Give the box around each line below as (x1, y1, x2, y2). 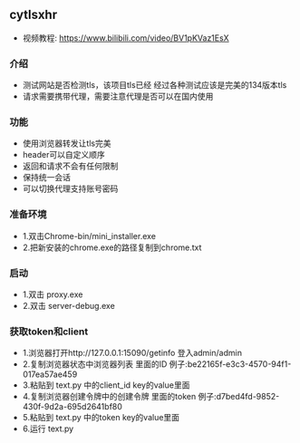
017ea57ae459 (22, 369, 78, 380)
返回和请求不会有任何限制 (22, 160, 119, 171)
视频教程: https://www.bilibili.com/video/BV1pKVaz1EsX (22, 32, 229, 43)
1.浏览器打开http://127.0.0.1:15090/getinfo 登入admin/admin (22, 348, 243, 359)
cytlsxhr (9, 7, 57, 23)
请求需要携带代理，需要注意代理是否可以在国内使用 (22, 91, 214, 102)
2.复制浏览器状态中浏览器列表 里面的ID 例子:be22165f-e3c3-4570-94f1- (22, 359, 292, 370)
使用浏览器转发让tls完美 (22, 138, 111, 149)
